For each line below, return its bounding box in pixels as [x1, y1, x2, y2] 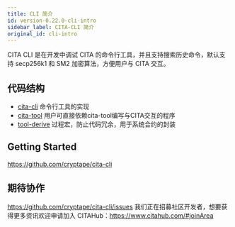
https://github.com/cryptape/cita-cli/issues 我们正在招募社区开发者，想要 [7, 202, 222, 211]
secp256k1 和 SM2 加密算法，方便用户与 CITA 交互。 [15, 60, 170, 68]
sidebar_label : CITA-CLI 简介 [7, 23, 94, 31]
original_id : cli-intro [7, 30, 78, 38]
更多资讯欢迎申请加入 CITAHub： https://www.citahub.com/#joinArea [13, 211, 214, 220]
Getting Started [7, 141, 77, 153]
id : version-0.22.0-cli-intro [7, 17, 97, 24]
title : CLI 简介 [7, 10, 53, 18]
